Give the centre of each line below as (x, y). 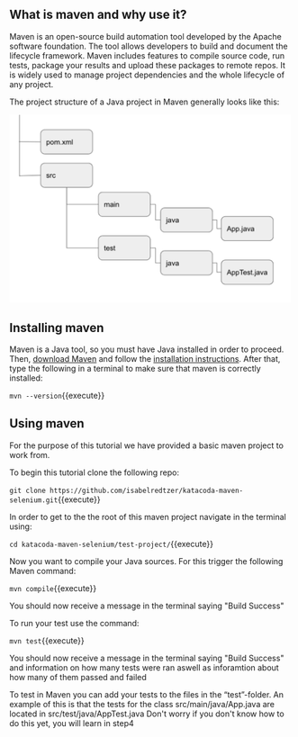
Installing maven (57, 328)
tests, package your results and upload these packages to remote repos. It (148, 65)
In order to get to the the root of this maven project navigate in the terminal (148, 517)
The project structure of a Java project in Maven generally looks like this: (144, 102)
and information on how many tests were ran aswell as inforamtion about (144, 667)
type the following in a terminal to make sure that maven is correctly (135, 369)
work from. (30, 454)
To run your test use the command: (74, 623)
